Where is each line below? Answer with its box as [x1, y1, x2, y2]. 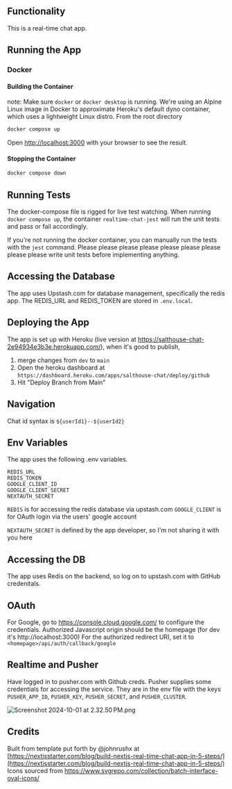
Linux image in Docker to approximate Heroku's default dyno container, [7, 105, 211, 113]
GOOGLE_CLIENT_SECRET [7, 487, 70, 494]
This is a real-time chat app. [7, 24, 87, 32]
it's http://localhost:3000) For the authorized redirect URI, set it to [7, 633, 195, 641]
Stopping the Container [7, 154, 76, 163]
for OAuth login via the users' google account [7, 512, 137, 521]
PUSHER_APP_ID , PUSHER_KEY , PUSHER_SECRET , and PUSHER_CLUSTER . [7, 692, 187, 701]
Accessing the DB [7, 553, 86, 565]
